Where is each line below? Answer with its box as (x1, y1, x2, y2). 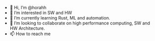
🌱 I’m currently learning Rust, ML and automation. (9, 15, 110, 20)
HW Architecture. (9, 25, 45, 31)
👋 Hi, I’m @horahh (9, 5, 47, 10)
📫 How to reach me (9, 31, 51, 37)
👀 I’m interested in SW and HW (9, 10, 72, 16)
